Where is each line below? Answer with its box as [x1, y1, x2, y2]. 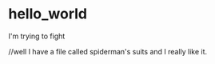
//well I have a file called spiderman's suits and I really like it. [8, 46, 208, 56]
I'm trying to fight [8, 31, 66, 41]
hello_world [8, 5, 88, 23]
